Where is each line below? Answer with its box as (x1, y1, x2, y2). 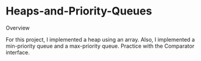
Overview (5, 24, 30, 31)
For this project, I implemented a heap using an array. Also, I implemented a (5, 36, 196, 43)
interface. (5, 48, 30, 56)
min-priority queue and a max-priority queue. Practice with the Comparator (5, 42, 195, 50)
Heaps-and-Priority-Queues (5, 4, 152, 18)
